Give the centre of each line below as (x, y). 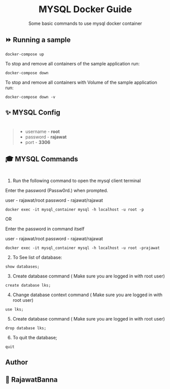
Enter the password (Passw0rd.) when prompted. (57, 190)
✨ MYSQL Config (33, 113)
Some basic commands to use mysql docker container (85, 23)
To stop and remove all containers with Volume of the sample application (81, 82)
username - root (42, 132)
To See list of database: (37, 257)
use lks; (14, 309)
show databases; (22, 267)
